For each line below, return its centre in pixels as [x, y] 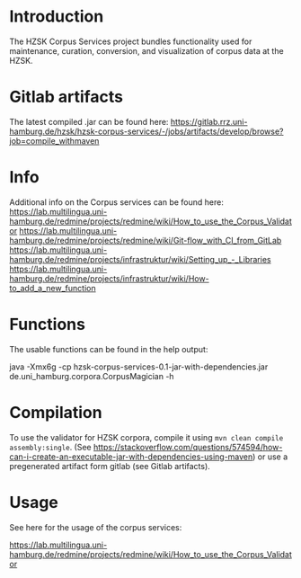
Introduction [57, 17]
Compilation [56, 412]
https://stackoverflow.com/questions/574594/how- [188, 447]
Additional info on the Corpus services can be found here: [117, 202]
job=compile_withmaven [54, 140]
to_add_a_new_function [53, 288]
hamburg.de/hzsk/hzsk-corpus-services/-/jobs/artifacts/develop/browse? [146, 131]
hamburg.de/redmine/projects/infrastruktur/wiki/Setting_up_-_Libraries [140, 259]
